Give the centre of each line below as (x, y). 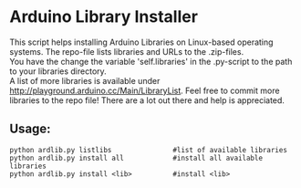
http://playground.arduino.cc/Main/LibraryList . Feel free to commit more (145, 90)
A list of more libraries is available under (85, 80)
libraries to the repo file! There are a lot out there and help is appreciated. (147, 100)
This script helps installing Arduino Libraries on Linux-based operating (141, 42)
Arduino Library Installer (104, 17)
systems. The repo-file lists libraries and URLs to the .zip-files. (127, 51)
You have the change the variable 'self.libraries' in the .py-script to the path (151, 61)
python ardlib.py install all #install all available (136, 158)
